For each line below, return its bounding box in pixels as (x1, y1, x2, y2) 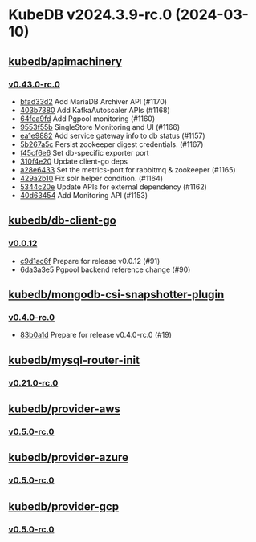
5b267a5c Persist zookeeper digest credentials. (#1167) (19, 139, 204, 149)
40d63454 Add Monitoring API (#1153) (19, 190, 148, 200)
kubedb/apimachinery (8, 55, 123, 68)
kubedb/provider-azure (8, 451, 128, 464)
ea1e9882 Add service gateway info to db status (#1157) (19, 131, 206, 140)
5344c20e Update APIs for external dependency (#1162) (19, 182, 207, 192)
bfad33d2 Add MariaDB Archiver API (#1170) (19, 96, 167, 106)
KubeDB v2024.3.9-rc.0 (8, 6, 173, 24)
